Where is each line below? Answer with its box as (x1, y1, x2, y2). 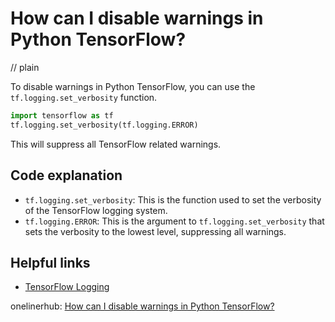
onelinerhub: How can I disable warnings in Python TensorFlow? (10, 300, 275, 312)
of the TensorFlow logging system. (24, 204, 168, 216)
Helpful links (10, 254, 91, 271)
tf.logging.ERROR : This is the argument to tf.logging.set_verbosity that (24, 215, 325, 227)
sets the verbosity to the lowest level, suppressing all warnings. (24, 225, 287, 237)
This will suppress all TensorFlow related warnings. (10, 138, 222, 150)
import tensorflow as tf (10, 110, 114, 121)
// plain (10, 61, 40, 73)
